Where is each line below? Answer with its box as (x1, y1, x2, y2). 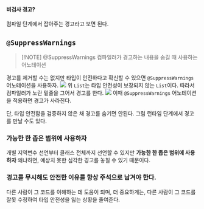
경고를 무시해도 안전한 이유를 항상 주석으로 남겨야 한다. (6, 173, 157, 182)
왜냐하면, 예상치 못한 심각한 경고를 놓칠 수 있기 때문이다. (17, 157, 151, 164)
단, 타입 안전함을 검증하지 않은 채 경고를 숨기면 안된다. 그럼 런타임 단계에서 (6, 110, 183, 117)
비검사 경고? (6, 5, 35, 13)
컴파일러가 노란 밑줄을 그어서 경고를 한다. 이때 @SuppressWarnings (6, 89, 171, 97)
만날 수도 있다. (12, 117, 47, 125)
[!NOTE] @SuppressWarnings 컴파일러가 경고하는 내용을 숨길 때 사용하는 (21, 53, 198, 61)
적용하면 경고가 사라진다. (12, 97, 72, 104)
